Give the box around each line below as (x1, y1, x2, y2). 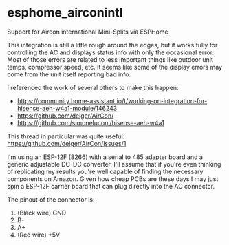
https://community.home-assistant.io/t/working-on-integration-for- (17, 96, 208, 105)
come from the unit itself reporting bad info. (7, 70, 131, 78)
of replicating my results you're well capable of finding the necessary (7, 167, 204, 175)
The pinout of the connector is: (7, 195, 95, 204)
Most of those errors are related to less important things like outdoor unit (7, 55, 213, 63)
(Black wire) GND (17, 209, 67, 217)
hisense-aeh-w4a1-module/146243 (17, 104, 118, 112)
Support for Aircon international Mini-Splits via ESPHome (7, 28, 168, 36)
